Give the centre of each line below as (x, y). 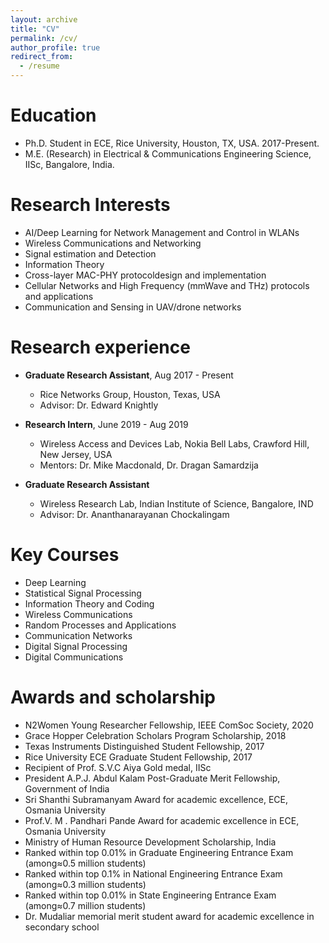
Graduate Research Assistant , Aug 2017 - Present (129, 375)
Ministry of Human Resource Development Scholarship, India (150, 842)
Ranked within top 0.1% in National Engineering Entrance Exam (153, 873)
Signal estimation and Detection (90, 253)
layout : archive (44, 19)
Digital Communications (74, 657)
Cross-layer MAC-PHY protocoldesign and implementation (145, 275)
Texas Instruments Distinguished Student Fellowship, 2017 (144, 746)
